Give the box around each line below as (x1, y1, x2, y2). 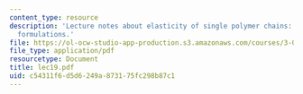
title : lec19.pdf (9, 64, 75, 73)
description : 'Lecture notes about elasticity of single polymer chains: (9, 21, 293, 30)
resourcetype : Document (9, 55, 99, 64)
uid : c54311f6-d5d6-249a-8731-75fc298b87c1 (9, 72, 176, 81)
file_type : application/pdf (9, 47, 115, 56)
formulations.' (17, 30, 75, 38)
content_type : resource (9, 13, 99, 22)
